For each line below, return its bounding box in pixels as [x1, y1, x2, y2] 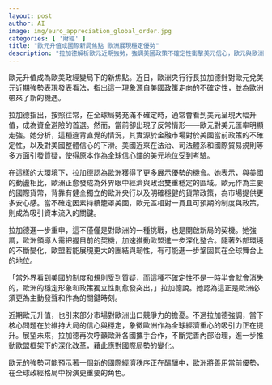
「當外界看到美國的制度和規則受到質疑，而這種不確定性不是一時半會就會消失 [8, 273, 264, 282]
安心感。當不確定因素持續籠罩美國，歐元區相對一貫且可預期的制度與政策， [15, 198, 264, 207]
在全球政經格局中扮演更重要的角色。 [8, 368, 130, 377]
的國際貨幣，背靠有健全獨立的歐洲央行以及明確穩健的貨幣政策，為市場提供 [8, 188, 257, 197]
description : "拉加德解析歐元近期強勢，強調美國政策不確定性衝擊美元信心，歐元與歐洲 [8, 49, 265, 57]
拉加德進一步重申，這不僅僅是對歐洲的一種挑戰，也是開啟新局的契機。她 [8, 226, 249, 235]
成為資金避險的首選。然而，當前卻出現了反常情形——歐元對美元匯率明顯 [22, 121, 264, 129]
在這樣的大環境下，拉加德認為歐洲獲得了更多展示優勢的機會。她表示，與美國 [8, 167, 264, 177]
